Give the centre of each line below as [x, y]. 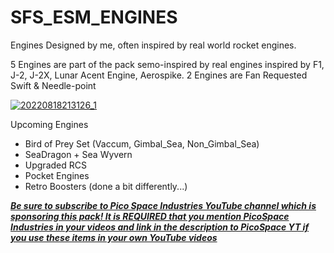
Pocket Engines [57, 175]
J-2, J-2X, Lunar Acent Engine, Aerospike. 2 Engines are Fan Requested [159, 75]
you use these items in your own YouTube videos [114, 237]
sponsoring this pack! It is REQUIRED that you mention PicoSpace [150, 216]
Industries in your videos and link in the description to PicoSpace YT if [160, 227]
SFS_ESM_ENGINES [94, 17]
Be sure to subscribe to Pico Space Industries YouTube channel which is [163, 205]
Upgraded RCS [55, 165]
